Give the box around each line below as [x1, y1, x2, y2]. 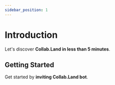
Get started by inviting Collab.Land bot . [5, 74, 88, 80]
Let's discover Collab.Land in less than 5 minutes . [5, 46, 110, 52]
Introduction [5, 29, 58, 40]
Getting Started [5, 60, 54, 69]
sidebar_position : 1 [5, 7, 48, 13]
